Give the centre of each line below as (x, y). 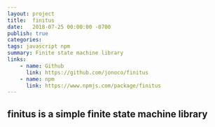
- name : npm (37, 79)
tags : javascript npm (39, 46)
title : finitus (31, 20)
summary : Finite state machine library (65, 53)
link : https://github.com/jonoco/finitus (87, 72)
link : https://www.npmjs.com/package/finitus (93, 86)
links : (17, 60)
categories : (25, 40)
